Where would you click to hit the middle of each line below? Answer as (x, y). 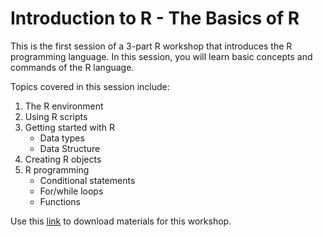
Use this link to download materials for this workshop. (121, 221)
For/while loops (71, 191)
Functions (60, 201)
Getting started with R (69, 127)
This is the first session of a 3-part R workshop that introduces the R (151, 46)
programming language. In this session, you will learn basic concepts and (161, 56)
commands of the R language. (72, 67)
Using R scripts (56, 116)
